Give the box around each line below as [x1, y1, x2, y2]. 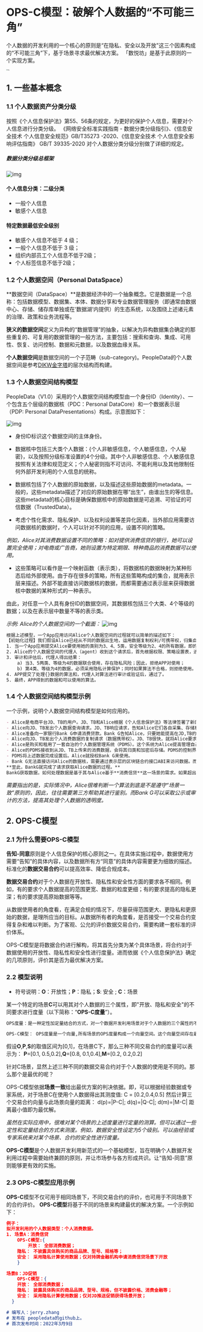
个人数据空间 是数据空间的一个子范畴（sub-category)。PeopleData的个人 [6, 354, 187, 361]
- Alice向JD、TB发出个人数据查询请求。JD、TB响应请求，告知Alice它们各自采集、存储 [6, 725, 195, 731]
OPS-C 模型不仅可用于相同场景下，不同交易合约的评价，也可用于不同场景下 [6, 1193, 193, 1201]
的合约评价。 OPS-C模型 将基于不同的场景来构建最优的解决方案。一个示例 [6, 1201, 189, 1208]
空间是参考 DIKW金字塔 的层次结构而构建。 [11, 361, 116, 368]
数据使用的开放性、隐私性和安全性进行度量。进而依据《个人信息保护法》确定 [6, 949, 196, 956]
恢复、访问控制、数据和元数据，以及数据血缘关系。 [16, 341, 143, 349]
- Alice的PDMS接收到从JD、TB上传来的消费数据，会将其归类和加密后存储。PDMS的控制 [6, 747, 192, 754]
